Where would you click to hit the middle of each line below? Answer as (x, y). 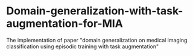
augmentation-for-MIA (65, 24)
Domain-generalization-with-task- (95, 11)
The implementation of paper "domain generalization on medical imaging (97, 40)
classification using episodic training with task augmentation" (83, 46)
